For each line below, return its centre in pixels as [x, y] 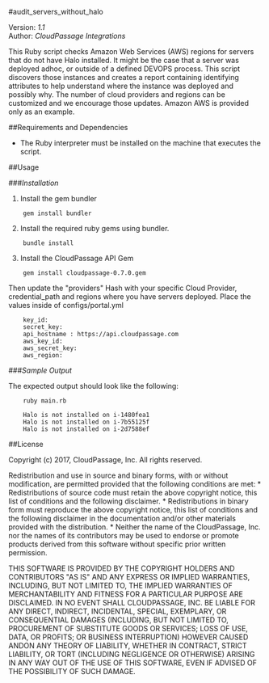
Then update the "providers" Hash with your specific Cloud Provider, [123, 288]
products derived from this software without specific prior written [117, 544]
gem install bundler [57, 213]
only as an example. [42, 112]
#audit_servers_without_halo [56, 12]
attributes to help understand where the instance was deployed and [121, 86]
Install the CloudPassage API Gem [77, 258]
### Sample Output [40, 370]
